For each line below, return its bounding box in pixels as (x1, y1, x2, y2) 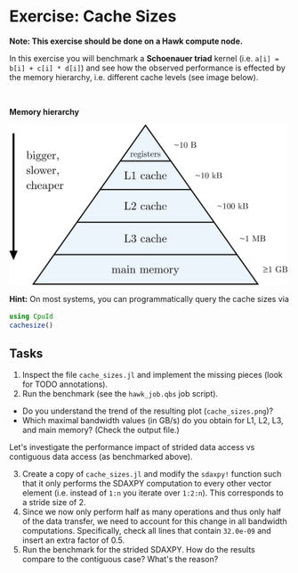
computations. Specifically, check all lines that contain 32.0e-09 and (21, 526, 271, 536)
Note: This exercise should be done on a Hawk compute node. (9, 36, 243, 46)
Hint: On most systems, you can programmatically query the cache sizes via (9, 293, 289, 304)
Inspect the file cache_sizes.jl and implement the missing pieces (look (21, 370, 283, 381)
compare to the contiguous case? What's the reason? (21, 554, 219, 565)
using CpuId (9, 312, 53, 321)
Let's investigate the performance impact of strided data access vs (9, 442, 255, 453)
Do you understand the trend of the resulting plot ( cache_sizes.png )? (21, 405, 274, 416)
